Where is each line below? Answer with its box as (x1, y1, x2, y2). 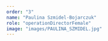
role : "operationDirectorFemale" (6, 20, 92, 26)
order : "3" (6, 8, 34, 15)
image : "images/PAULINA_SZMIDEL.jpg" (6, 25, 103, 32)
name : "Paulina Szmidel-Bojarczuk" (6, 14, 97, 20)
